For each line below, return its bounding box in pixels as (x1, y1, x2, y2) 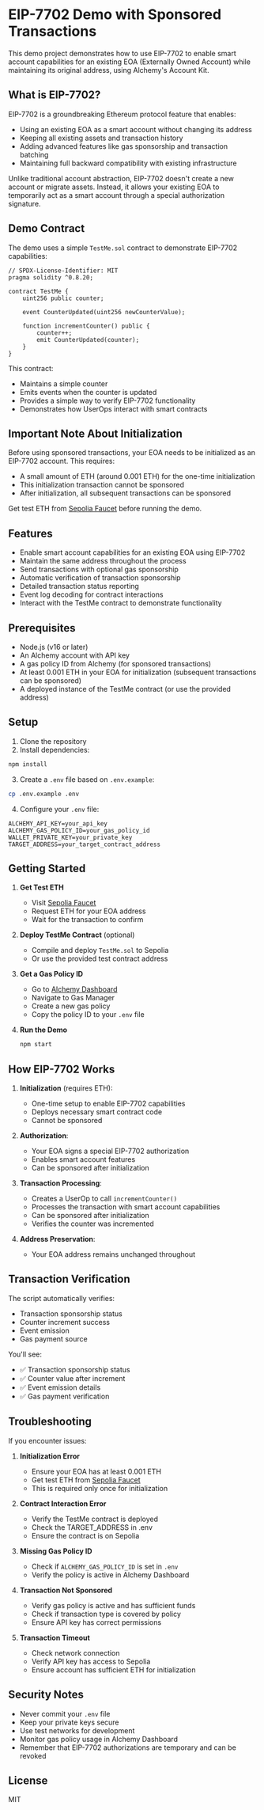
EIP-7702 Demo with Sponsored (8, 6, 222, 24)
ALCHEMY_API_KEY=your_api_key (8, 819, 108, 828)
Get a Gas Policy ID (19, 970, 84, 979)
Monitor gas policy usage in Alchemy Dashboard (19, 1734, 178, 1744)
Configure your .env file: (19, 804, 100, 814)
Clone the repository (19, 736, 87, 746)
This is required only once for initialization (31, 1483, 168, 1493)
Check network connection (31, 1648, 120, 1657)
